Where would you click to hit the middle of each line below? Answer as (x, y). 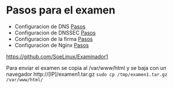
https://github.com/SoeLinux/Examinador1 (57, 56)
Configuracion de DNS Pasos (50, 26)
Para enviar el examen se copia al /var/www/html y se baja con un (86, 67)
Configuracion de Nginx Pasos (52, 45)
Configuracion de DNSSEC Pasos (55, 32)
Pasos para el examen (61, 10)
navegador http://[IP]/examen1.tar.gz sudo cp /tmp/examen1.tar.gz (87, 74)
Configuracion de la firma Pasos (54, 39)
